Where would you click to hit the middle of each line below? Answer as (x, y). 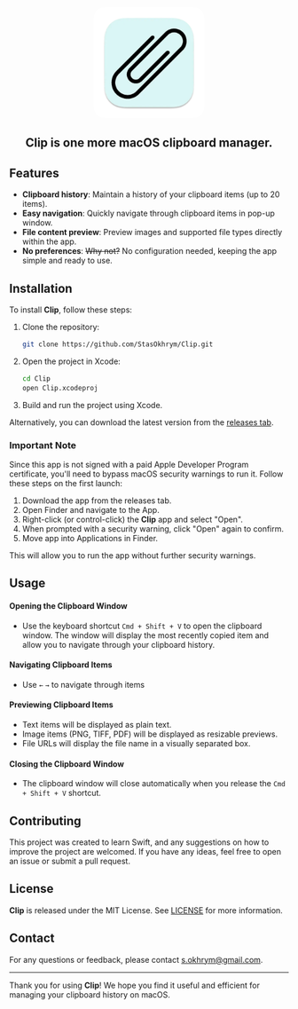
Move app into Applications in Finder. (90, 538)
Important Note (43, 445)
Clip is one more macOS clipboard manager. (149, 143)
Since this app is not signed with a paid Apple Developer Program (129, 464)
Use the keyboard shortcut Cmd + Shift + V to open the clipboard (142, 626)
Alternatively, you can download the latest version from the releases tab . (141, 422)
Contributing (45, 820)
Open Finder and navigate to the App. (90, 509)
